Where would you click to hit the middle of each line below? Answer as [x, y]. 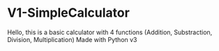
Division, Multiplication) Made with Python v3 [72, 39]
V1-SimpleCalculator [69, 13]
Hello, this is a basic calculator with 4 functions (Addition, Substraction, [110, 32]
